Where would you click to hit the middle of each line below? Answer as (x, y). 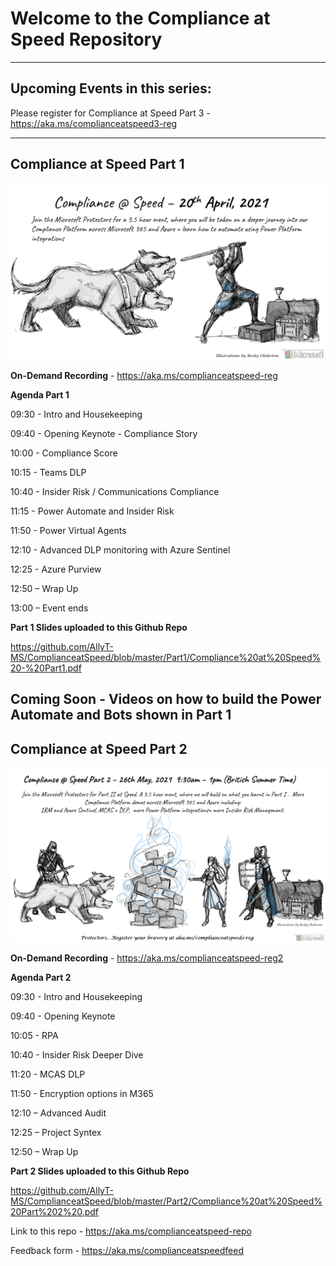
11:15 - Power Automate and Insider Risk (92, 511)
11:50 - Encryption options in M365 (82, 1094)
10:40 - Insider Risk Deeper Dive (77, 1055)
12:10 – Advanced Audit (58, 1113)
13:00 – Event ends (49, 608)
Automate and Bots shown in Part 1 (121, 715)
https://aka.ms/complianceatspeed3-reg (94, 123)
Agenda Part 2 (41, 978)
